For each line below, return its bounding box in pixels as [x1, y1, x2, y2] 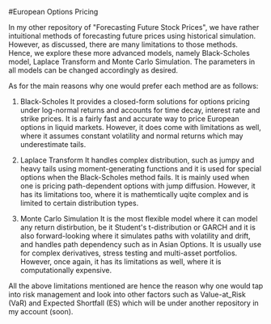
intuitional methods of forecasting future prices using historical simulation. [8, 32, 256, 40]
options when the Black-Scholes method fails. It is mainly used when [19, 173, 250, 182]
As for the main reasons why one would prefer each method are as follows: [8, 81, 259, 90]
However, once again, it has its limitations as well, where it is [19, 257, 222, 266]
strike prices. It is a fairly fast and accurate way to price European [19, 114, 240, 124]
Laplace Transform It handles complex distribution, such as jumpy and [19, 155, 255, 165]
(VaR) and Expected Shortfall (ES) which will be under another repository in [8, 298, 259, 308]
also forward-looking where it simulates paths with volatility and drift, [19, 231, 251, 241]
